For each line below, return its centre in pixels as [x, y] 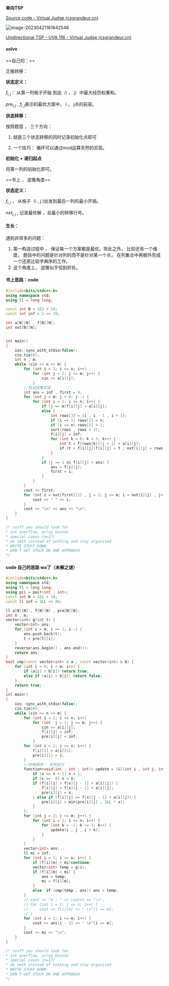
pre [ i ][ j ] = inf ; [60, 737]
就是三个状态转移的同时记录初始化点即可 [55, 137]
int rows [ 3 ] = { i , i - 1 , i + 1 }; [89, 415]
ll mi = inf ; [37, 853]
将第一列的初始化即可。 [30, 169]
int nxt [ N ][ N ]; [22, 328]
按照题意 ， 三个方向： [29, 126]
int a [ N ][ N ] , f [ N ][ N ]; [31, 323]
